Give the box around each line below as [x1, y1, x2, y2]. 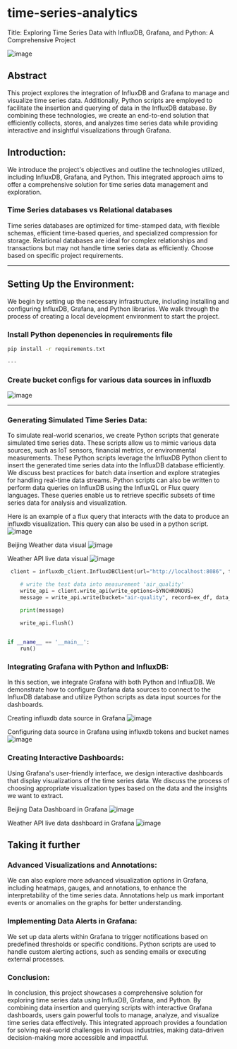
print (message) [20, 606, 65, 614]
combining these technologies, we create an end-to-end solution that [7, 111, 209, 119]
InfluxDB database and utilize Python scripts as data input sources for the [7, 693, 221, 701]
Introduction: [7, 147, 66, 159]
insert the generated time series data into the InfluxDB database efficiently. [7, 461, 226, 470]
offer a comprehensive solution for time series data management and [7, 180, 208, 188]
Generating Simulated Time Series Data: [7, 415, 148, 424]
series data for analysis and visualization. [7, 498, 127, 507]
